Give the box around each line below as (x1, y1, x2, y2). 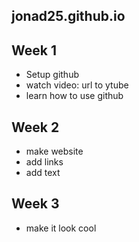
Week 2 (11, 119, 60, 136)
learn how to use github (25, 90, 124, 102)
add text (25, 167, 61, 179)
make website (25, 145, 84, 158)
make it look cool (25, 222, 97, 234)
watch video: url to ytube (25, 79, 129, 91)
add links (25, 156, 64, 168)
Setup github (25, 69, 79, 81)
